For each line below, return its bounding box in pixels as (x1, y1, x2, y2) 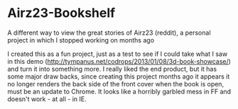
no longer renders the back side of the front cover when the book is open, (7, 79, 225, 88)
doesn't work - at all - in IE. (7, 94, 87, 103)
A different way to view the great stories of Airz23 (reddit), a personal (7, 28, 211, 37)
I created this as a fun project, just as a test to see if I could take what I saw (7, 50, 228, 58)
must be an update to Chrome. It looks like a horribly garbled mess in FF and (7, 87, 232, 96)
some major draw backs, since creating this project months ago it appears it (7, 72, 230, 81)
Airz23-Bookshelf (7, 5, 116, 21)
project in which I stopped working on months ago (7, 35, 155, 44)
